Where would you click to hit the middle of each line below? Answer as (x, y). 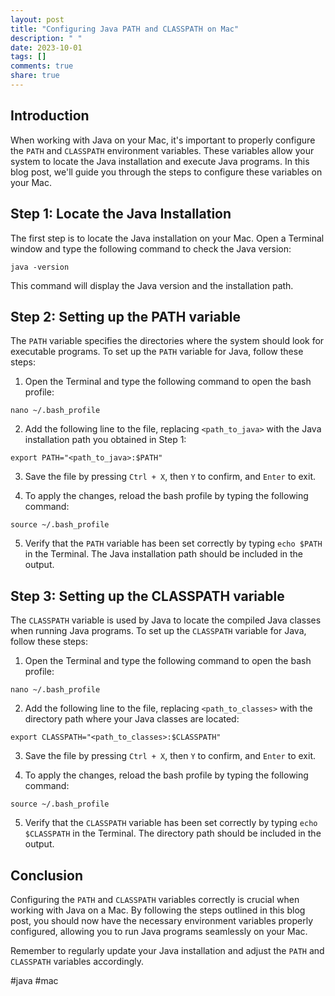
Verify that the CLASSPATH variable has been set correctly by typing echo (171, 823)
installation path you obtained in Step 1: (105, 440)
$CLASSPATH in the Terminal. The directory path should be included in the (173, 833)
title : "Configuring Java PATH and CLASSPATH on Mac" (125, 29)
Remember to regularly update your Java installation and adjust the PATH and (167, 950)
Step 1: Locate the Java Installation (121, 214)
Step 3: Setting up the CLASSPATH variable (147, 596)
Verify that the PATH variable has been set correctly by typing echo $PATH (173, 543)
